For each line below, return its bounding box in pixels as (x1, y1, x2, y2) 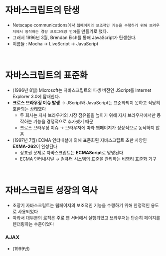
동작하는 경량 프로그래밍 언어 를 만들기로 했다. (24, 28, 108, 34)
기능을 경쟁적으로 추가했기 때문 (33, 118, 94, 124)
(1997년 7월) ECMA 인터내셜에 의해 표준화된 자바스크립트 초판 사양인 (12, 137, 147, 143)
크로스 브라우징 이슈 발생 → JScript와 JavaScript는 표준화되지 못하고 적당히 (12, 99, 161, 105)
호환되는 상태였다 (12, 106, 46, 112)
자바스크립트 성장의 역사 (5, 185, 98, 196)
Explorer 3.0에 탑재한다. (12, 93, 60, 99)
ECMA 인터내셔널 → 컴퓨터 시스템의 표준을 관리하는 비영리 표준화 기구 (19, 156, 157, 162)
